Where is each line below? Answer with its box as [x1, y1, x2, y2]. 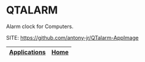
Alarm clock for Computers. [6, 23, 74, 30]
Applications [9, 48, 46, 56]
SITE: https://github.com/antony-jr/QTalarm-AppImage [6, 34, 139, 41]
